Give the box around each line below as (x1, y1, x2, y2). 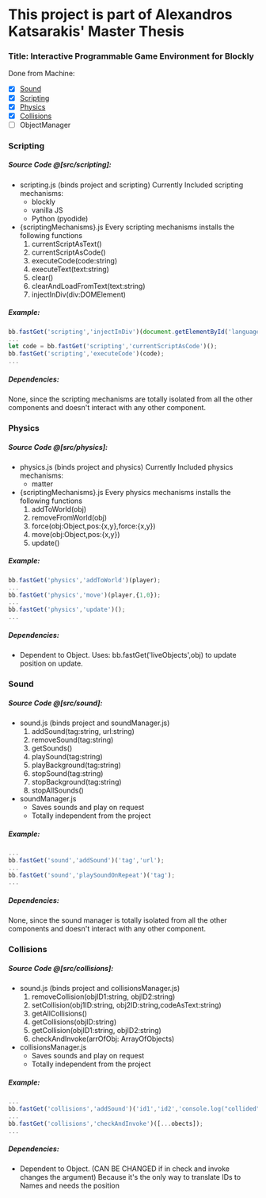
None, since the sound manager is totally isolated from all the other (8, 916, 227, 925)
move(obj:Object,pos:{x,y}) (31, 529, 120, 539)
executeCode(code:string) (31, 255, 118, 265)
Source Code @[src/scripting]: (8, 160, 112, 170)
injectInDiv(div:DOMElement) (31, 290, 127, 299)
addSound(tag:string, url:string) (31, 726, 135, 735)
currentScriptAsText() (31, 239, 102, 248)
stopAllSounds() (31, 785, 85, 795)
